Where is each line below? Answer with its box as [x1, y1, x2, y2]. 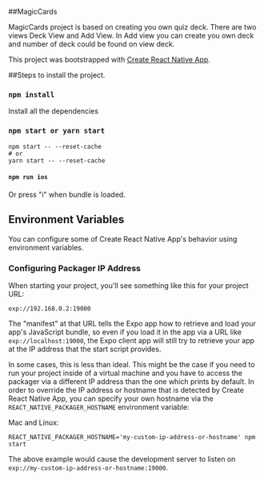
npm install [8, 90, 55, 99]
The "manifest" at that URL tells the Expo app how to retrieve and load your [8, 318, 256, 328]
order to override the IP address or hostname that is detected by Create [8, 385, 244, 394]
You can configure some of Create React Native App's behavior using [8, 234, 238, 243]
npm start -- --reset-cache [8, 142, 102, 150]
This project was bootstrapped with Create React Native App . [8, 55, 210, 64]
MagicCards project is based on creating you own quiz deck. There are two [8, 22, 257, 31]
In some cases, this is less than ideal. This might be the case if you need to [8, 359, 255, 369]
